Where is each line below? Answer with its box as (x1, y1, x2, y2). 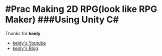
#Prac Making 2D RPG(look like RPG (5, 3, 157, 15)
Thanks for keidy (5, 30, 41, 36)
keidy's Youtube (12, 40, 46, 46)
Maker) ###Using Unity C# (5, 14, 119, 25)
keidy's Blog (12, 45, 39, 51)
